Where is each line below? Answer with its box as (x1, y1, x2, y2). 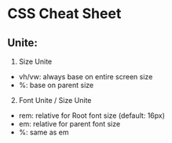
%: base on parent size (18, 80, 94, 90)
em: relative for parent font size (18, 119, 121, 128)
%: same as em (18, 127, 69, 137)
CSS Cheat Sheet (7, 5, 122, 23)
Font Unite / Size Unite (18, 96, 92, 104)
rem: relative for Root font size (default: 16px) (18, 111, 166, 120)
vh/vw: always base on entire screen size (18, 72, 153, 81)
